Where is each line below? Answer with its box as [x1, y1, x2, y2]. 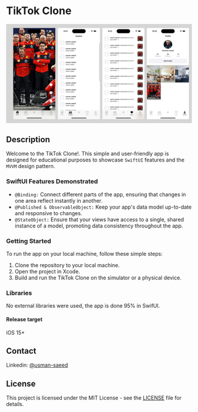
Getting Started [6, 237, 51, 245]
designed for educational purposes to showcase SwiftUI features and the [6, 156, 184, 163]
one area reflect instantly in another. [14, 197, 103, 204]
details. [6, 401, 24, 408]
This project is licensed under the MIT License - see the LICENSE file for [6, 394, 181, 401]
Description [6, 134, 50, 145]
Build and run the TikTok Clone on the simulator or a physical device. [14, 274, 181, 281]
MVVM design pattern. [6, 163, 55, 170]
